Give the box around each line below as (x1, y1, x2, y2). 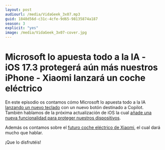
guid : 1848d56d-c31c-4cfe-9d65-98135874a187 (5, 16, 98, 21)
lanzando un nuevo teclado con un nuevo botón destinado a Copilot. (5, 104, 144, 110)
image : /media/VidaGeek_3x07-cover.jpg (5, 30, 87, 35)
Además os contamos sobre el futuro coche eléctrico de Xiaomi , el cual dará (5, 124, 161, 130)
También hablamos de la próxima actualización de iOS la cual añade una (5, 110, 152, 115)
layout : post (5, 7, 32, 12)
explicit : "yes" (5, 26, 38, 31)
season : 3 (5, 21, 26, 26)
